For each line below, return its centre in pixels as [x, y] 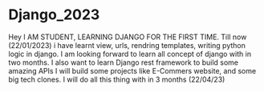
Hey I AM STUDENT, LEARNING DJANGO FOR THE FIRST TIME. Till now [128, 37]
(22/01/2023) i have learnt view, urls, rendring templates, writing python [127, 45]
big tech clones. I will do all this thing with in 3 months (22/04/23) [117, 79]
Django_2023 [54, 15]
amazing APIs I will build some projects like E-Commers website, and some [132, 70]
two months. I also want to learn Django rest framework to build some [124, 62]
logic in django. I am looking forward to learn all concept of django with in [130, 54]
